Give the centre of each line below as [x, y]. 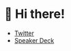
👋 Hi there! [35, 14]
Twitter [24, 33]
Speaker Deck [34, 40]
